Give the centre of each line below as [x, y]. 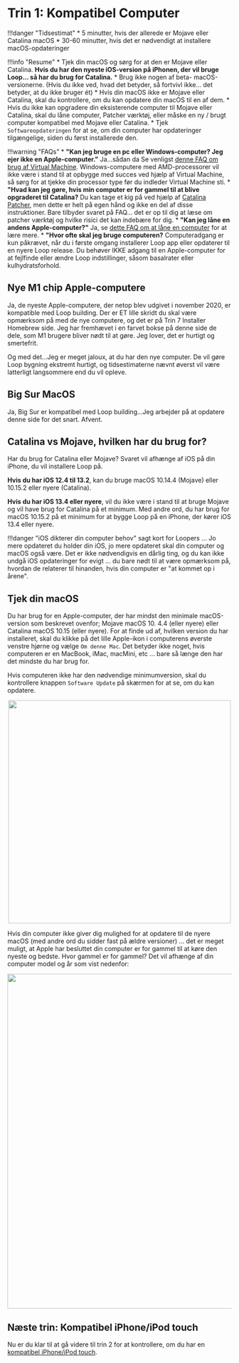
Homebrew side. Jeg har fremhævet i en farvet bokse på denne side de [112, 328]
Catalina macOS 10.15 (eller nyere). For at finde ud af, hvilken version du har [118, 631]
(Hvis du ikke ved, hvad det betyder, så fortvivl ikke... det [129, 84]
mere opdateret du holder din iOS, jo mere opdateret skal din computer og [116, 546]
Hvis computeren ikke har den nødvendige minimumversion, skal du [107, 675]
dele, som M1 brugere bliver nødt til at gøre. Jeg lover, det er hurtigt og [111, 335]
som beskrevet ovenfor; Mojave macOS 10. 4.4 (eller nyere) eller [125, 623]
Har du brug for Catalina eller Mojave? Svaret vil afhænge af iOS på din [111, 459]
